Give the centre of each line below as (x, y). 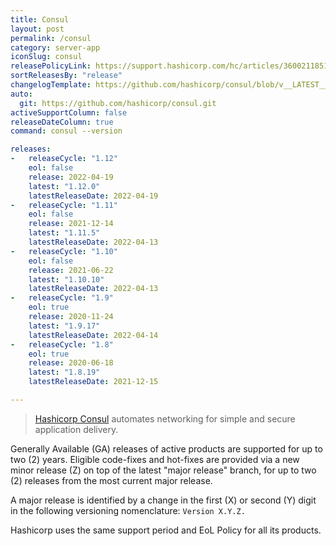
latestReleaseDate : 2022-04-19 (93, 196)
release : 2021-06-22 (71, 270)
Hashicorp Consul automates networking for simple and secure (165, 418)
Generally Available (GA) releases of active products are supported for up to (166, 448)
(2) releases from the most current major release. (111, 480)
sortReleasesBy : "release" (66, 76)
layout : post (37, 29)
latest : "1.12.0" (64, 186)
